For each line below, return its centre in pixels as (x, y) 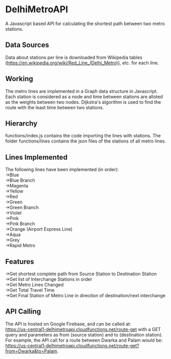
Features (20, 261)
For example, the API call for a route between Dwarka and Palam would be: (84, 340)
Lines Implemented (36, 157)
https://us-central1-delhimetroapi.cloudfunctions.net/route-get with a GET (83, 329)
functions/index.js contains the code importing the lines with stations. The (83, 136)
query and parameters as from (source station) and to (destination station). (84, 334)
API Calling (23, 312)
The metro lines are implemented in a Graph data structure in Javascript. (82, 91)
